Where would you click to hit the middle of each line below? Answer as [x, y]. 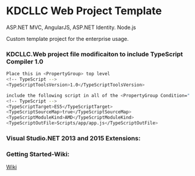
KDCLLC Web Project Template [84, 11]
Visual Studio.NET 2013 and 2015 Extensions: [73, 139]
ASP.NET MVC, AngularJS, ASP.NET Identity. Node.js [71, 27]
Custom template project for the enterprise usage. [67, 39]
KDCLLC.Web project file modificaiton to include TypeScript [95, 54]
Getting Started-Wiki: [38, 154]
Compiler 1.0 [25, 62]
